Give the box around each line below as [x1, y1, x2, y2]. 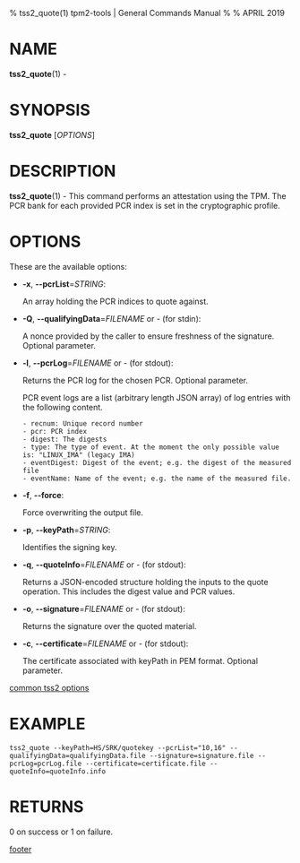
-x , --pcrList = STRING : [21, 278, 106, 289]
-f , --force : [21, 489, 64, 500]
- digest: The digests [21, 435, 107, 444]
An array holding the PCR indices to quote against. [21, 296, 209, 306]
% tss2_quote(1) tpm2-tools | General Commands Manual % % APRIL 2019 [9, 8, 285, 18]
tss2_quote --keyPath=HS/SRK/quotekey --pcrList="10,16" [9, 743, 227, 752]
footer [9, 843, 32, 854]
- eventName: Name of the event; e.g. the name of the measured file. [21, 474, 292, 483]
